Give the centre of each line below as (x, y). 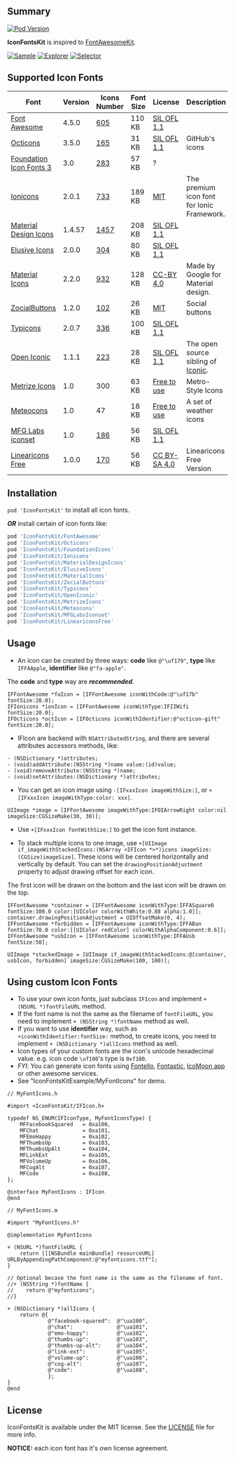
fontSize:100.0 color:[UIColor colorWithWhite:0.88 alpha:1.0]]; (104, 911)
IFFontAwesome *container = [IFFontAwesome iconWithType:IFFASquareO (111, 905)
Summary (29, 12)
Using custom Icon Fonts (62, 982)
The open (202, 343)
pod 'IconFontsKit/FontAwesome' (54, 536)
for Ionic (200, 205)
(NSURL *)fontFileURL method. (62, 1006)
